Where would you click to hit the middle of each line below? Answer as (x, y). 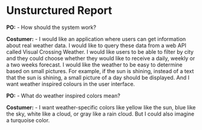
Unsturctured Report (59, 11)
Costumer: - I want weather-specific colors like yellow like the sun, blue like (101, 107)
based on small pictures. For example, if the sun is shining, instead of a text (100, 71)
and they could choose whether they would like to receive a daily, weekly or (101, 58)
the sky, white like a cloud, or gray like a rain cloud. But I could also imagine (100, 114)
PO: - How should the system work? (51, 27)
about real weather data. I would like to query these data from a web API (96, 45)
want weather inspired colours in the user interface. (70, 84)
